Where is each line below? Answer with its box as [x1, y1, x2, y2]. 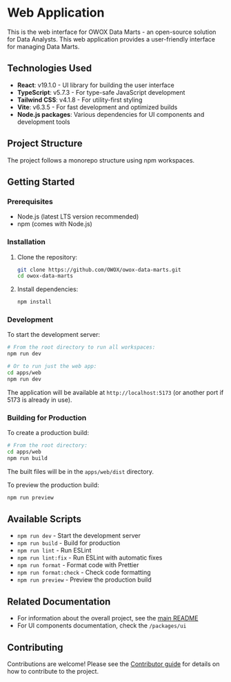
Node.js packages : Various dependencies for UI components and [17, 110, 205, 118]
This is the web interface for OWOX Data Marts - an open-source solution [7, 28, 217, 36]
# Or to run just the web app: [7, 363, 97, 370]
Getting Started [7, 176, 75, 187]
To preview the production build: [7, 481, 99, 489]
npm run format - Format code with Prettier [17, 561, 139, 569]
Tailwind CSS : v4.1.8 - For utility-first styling [17, 95, 143, 104]
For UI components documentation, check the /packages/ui [17, 621, 187, 630]
